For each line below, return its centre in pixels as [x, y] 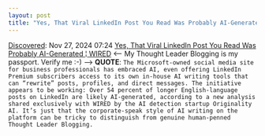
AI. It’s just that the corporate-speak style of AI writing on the [123, 111]
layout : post [30, 15]
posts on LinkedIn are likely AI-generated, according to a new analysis [132, 97]
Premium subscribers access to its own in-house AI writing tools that [128, 76]
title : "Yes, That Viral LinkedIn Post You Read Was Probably [112, 23]
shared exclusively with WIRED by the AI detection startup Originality [130, 104]
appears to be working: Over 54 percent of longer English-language [123, 90]
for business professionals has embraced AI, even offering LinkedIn [125, 69]
